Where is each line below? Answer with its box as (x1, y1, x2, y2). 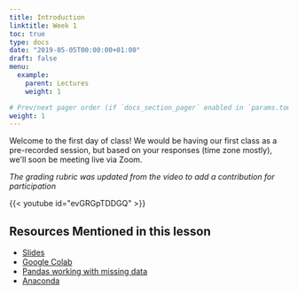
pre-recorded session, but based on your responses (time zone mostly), (9, 145, 273, 156)
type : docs (9, 37, 50, 47)
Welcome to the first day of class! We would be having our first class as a (9, 135, 278, 146)
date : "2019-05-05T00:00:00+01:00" (9, 46, 141, 55)
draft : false (9, 54, 58, 63)
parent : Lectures (25, 79, 90, 88)
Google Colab (21, 257, 73, 267)
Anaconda (21, 275, 60, 286)
